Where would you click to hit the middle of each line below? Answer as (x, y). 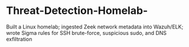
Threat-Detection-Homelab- (77, 11)
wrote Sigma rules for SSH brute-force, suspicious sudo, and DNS (87, 32)
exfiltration (19, 39)
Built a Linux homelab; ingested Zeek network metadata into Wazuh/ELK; (95, 27)
